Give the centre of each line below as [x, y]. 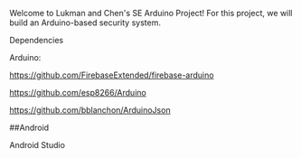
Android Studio [38, 145]
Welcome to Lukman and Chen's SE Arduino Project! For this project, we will [151, 13]
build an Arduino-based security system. [85, 23]
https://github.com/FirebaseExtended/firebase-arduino [112, 75]
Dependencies [37, 40]
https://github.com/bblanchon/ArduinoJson [90, 110]
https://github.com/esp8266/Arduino [78, 93]
